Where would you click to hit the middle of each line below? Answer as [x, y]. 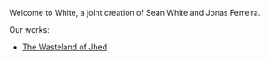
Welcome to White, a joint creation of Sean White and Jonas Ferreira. [135, 13]
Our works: [30, 30]
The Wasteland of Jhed [65, 47]
